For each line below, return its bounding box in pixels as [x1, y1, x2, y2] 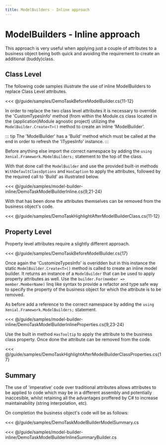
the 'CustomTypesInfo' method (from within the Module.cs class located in [5, 113, 158, 119]
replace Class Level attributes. [5, 89, 67, 94]
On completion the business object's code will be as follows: [5, 410, 129, 416]
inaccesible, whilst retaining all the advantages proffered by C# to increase [5, 395, 158, 401]
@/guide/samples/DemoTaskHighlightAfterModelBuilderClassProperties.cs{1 [5, 352, 162, 357]
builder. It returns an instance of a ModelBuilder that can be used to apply [5, 270, 155, 276]
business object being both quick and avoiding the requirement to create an [5, 50, 160, 56]
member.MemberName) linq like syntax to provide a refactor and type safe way [5, 281, 159, 287]
